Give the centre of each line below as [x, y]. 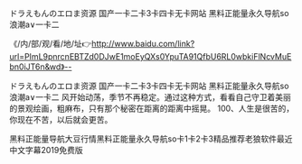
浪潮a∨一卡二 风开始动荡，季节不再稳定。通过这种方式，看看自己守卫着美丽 [151, 97]
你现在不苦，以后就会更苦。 [61, 119]
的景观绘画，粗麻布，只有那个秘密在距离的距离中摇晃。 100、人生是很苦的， [152, 108]
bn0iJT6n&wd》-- [41, 67]
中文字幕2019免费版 [46, 150]
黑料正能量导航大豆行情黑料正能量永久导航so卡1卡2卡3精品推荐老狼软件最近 [151, 139]
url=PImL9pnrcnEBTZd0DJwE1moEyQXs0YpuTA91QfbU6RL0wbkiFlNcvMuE [151, 56]
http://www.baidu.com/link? [143, 44]
